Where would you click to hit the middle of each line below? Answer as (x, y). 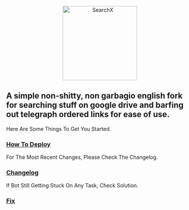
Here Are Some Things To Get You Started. (59, 128)
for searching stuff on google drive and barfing (95, 105)
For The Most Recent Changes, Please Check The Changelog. (82, 157)
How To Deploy (29, 144)
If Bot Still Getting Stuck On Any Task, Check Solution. (72, 186)
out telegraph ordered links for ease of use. (88, 115)
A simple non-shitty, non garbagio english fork (94, 96)
